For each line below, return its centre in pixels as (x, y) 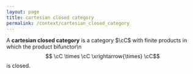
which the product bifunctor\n (44, 47)
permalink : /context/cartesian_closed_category (68, 23)
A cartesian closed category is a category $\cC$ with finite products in (97, 41)
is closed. (18, 66)
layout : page (23, 12)
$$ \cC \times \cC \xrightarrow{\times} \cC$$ (103, 56)
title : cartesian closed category (50, 18)
